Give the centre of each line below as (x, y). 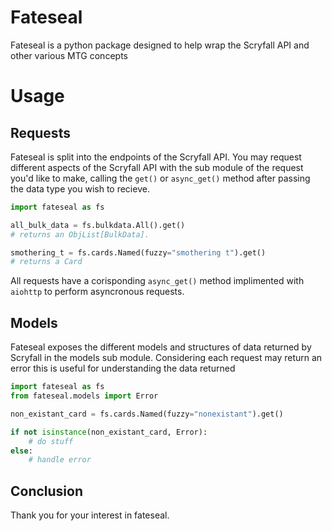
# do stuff (51, 441)
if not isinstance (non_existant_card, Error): (109, 432)
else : (21, 451)
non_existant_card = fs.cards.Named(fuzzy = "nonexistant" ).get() (147, 414)
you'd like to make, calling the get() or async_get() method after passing (160, 178)
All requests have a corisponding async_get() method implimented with (157, 281)
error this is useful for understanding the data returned (123, 368)
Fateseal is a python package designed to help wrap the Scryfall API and (160, 45)
